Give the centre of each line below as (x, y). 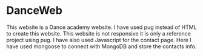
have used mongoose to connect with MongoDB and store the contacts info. (101, 46)
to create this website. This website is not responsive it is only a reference (99, 33)
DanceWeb (34, 11)
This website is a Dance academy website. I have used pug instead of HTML (101, 27)
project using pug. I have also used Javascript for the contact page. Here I (99, 40)
